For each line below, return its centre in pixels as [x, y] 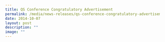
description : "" [22, 28]
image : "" [15, 32]
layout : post [18, 23]
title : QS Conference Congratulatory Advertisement [59, 9]
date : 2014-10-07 [23, 18]
